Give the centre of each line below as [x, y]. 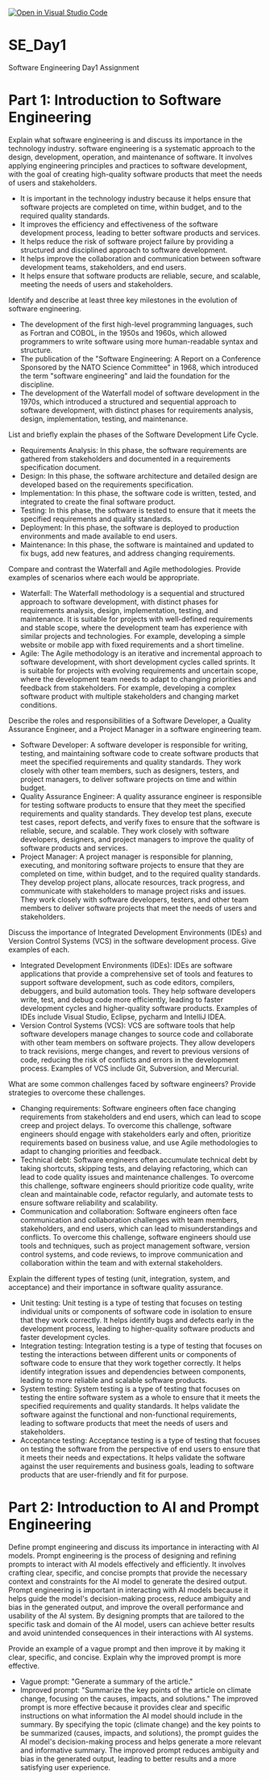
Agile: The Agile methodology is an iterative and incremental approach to [141, 653]
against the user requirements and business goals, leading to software [137, 1466]
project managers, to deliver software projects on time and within [128, 779]
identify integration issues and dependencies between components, [133, 1372]
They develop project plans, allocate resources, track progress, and [132, 882]
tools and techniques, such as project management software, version [135, 1245]
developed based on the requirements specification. [107, 484]
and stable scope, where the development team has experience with [134, 628]
